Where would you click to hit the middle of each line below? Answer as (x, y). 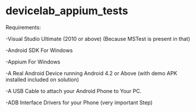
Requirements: (23, 27)
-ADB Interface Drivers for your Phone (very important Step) (79, 103)
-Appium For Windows (33, 62)
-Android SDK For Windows (39, 50)
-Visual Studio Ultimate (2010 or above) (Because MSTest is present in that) (98, 39)
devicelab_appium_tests (67, 11)
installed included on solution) (42, 79)
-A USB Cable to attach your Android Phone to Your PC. (74, 91)
